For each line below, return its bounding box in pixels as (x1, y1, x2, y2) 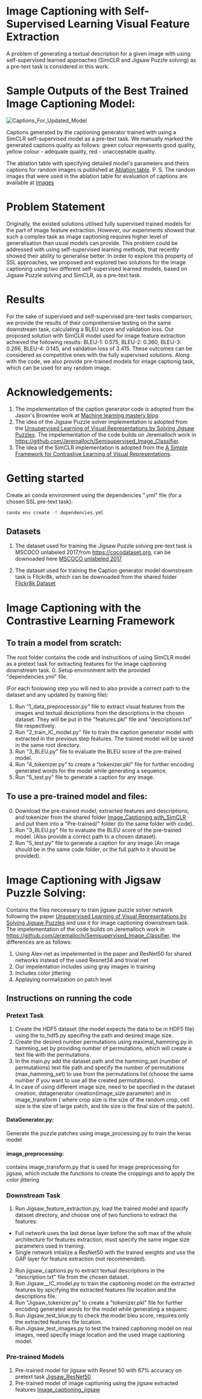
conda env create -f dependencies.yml (6, 509, 104, 515)
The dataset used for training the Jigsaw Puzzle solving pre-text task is (14, 543, 192, 550)
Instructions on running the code (6, 993, 133, 1003)
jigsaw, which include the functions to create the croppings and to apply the (6, 1170, 195, 1177)
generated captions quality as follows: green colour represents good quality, (6, 141, 196, 149)
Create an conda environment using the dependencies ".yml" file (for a (6, 491, 182, 498)
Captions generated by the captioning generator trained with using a (6, 128, 177, 135)
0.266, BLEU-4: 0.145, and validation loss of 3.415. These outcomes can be (6, 345, 193, 352)
